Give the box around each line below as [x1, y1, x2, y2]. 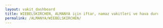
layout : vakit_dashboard [5, 7, 55, 12]
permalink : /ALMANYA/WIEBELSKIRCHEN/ [5, 16, 81, 20]
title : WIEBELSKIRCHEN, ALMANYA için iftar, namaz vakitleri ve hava [5, 11, 149, 16]
